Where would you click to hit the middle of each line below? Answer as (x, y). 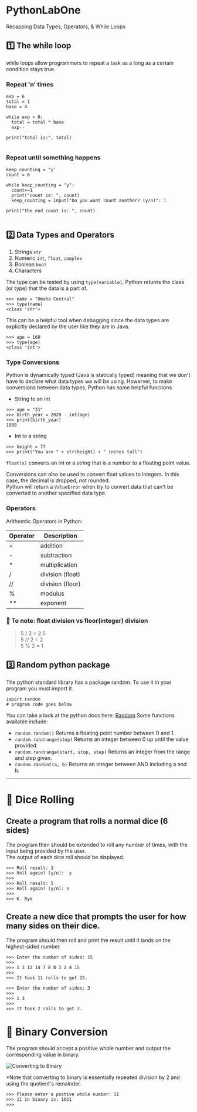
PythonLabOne (43, 10)
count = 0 (18, 175)
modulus (52, 593)
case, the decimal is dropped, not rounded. (58, 480)
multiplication (59, 565)
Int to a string (30, 436)
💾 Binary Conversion (57, 1032)
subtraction (56, 555)
